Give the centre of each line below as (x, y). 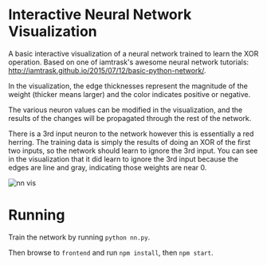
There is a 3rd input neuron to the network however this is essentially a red (131, 134)
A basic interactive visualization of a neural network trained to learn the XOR (133, 53)
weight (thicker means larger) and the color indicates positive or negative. (130, 94)
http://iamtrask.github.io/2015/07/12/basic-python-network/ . (107, 70)
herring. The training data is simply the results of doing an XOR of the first (130, 142)
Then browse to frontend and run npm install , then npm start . (111, 252)
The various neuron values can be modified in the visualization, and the (126, 110)
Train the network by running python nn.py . (79, 237)
